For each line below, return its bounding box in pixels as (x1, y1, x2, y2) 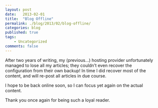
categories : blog (5, 26, 41, 30)
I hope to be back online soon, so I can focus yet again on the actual (5, 82, 143, 88)
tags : (5, 35, 16, 40)
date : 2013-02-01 (5, 12, 45, 17)
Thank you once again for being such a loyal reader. (5, 97, 110, 103)
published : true (5, 30, 38, 35)
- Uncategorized (14, 39, 48, 44)
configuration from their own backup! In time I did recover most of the (5, 67, 146, 74)
